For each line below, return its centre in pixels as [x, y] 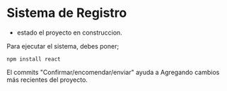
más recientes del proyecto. [47, 80]
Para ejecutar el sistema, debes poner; [63, 46]
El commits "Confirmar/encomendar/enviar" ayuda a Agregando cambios [113, 72]
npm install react [34, 59]
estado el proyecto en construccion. [70, 32]
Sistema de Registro [67, 13]
